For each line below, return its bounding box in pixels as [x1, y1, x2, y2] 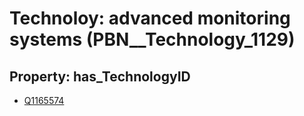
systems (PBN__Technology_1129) [9, 28, 296, 51]
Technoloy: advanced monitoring [9, 7, 291, 30]
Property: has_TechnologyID [9, 68, 191, 85]
